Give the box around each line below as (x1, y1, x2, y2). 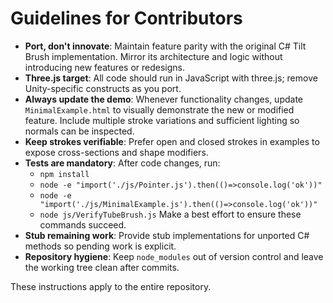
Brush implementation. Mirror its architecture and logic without (24, 50, 283, 62)
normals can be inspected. (24, 125, 135, 137)
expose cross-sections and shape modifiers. (24, 146, 209, 158)
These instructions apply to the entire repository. (10, 280, 212, 292)
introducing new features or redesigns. (24, 61, 185, 73)
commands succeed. (39, 218, 127, 231)
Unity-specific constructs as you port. (24, 82, 182, 94)
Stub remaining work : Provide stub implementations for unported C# (24, 229, 310, 241)
